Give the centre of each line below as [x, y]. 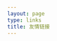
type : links [24, 20]
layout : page [26, 14]
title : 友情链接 [28, 26]
